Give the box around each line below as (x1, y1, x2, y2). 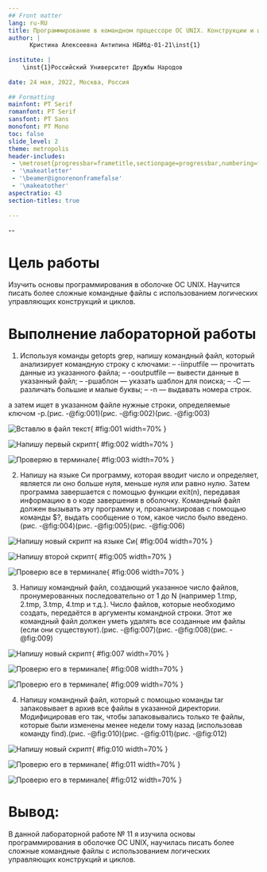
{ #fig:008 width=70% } (106, 664, 184, 674)
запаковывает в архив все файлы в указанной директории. (19, 703, 221, 713)
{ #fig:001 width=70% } (90, 424, 167, 434)
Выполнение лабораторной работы (8, 325, 257, 343)
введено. (217, 512, 248, 522)
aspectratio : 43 (8, 189, 62, 197)
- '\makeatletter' (11, 167, 73, 175)
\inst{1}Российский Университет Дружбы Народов (22, 64, 183, 72)
